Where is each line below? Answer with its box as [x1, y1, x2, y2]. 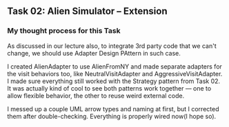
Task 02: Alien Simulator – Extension [7, 5, 168, 17]
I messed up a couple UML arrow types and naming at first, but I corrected [7, 104, 219, 113]
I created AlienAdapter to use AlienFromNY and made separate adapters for [7, 62, 223, 71]
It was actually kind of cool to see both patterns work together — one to [7, 84, 212, 92]
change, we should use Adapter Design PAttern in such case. [7, 49, 181, 57]
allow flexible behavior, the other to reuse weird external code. [7, 91, 185, 100]
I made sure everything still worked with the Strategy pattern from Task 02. [7, 77, 221, 85]
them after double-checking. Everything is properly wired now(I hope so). [7, 112, 217, 120]
